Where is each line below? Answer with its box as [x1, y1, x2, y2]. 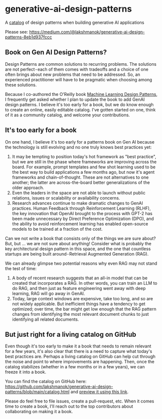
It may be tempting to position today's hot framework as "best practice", [12, 153, 157, 159]
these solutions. [5, 82, 37, 88]
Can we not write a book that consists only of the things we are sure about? [5, 235, 156, 241]
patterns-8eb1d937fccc [5, 34, 52, 40]
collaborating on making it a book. [5, 409, 73, 415]
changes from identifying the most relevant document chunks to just [12, 311, 149, 317]
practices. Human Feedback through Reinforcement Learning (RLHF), [12, 205, 151, 211]
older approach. [12, 184, 45, 190]
